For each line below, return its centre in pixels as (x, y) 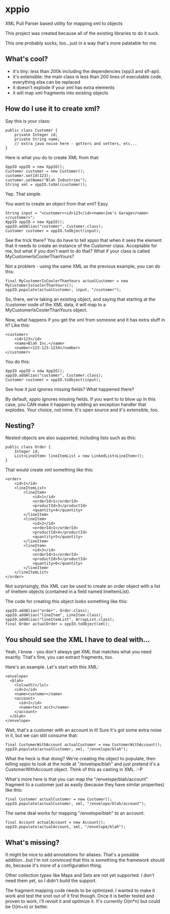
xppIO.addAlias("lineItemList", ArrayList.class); (60, 620)
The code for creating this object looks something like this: (66, 602)
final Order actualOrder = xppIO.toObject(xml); (58, 624)
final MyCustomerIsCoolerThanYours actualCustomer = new (67, 281)
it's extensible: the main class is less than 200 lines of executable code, (87, 77)
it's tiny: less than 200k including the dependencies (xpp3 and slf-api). (87, 71)
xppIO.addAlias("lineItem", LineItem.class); (54, 615)
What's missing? (32, 842)
